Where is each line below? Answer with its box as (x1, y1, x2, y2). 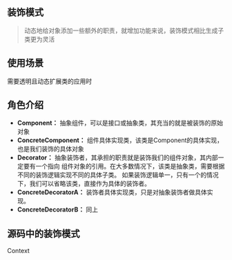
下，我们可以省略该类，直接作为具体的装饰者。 (17, 180, 151, 188)
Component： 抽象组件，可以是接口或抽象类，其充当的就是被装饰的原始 (17, 119, 223, 127)
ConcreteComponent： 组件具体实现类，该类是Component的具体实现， (17, 136, 223, 144)
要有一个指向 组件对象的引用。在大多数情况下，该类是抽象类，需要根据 (23, 162, 225, 171)
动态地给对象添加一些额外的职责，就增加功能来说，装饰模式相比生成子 (23, 26, 224, 35)
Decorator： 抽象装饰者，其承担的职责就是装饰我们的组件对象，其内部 (17, 153, 218, 162)
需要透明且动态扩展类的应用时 (7, 77, 92, 85)
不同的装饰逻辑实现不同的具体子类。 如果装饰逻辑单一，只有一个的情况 (17, 171, 219, 179)
